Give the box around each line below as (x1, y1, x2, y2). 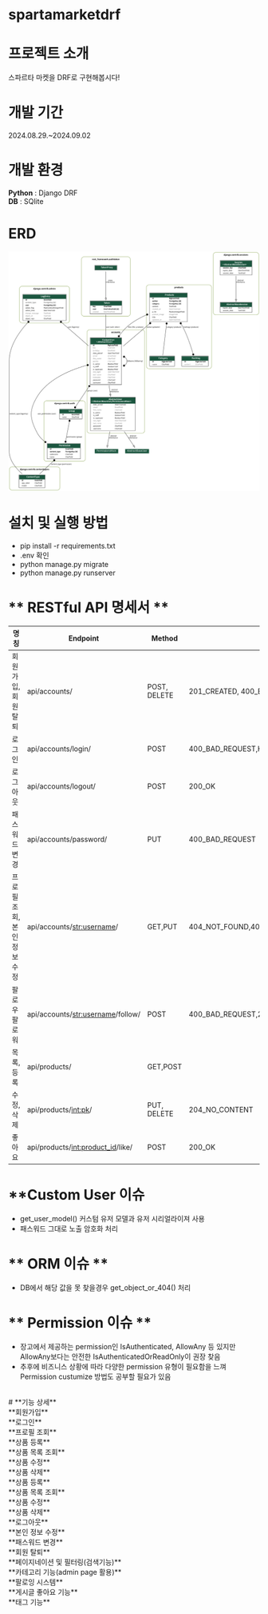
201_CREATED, (188, 686, 239, 696)
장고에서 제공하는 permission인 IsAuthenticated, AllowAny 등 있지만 (19, 1341, 236, 1351)
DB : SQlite (8, 197, 44, 206)
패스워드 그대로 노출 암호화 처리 (19, 1224, 118, 1233)
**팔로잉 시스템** (8, 1577, 64, 1587)
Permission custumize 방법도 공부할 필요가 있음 (19, 1372, 171, 1381)
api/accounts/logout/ (26, 781, 96, 791)
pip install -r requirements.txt (19, 541, 116, 550)
